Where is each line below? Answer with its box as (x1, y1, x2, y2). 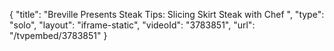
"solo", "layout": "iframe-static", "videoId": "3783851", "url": (9, 19, 256, 31)
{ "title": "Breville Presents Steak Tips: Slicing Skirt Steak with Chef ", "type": (9, 9, 325, 20)
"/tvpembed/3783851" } (9, 30, 108, 41)
